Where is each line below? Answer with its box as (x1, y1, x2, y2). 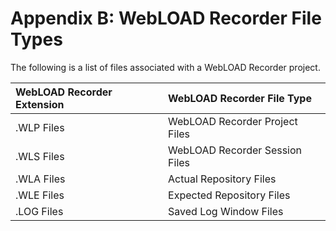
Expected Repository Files (168, 188, 291, 202)
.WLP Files (15, 120, 65, 134)
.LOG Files (15, 204, 64, 218)
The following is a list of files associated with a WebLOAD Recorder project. (10, 61, 321, 73)
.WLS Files (15, 149, 65, 163)
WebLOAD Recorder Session (168, 143, 303, 157)
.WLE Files (15, 188, 65, 202)
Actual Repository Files (168, 172, 277, 186)
